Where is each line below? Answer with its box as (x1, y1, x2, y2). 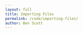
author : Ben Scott (5, 20, 43, 26)
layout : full (5, 7, 32, 12)
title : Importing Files (5, 12, 54, 16)
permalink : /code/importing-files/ (5, 16, 79, 21)
